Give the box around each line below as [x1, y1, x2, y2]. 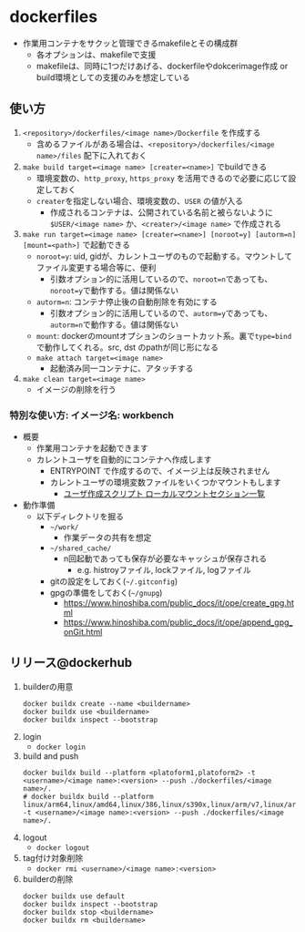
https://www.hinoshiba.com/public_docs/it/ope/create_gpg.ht [63, 598, 294, 609]
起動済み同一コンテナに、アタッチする [49, 363, 194, 374]
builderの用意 [22, 681, 74, 691]
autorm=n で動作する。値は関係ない [49, 319, 179, 330]
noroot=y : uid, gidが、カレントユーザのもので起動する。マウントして [36, 251, 293, 261]
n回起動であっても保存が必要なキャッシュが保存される [63, 553, 267, 564]
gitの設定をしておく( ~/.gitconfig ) [49, 576, 178, 587]
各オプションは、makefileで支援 [36, 48, 157, 60]
